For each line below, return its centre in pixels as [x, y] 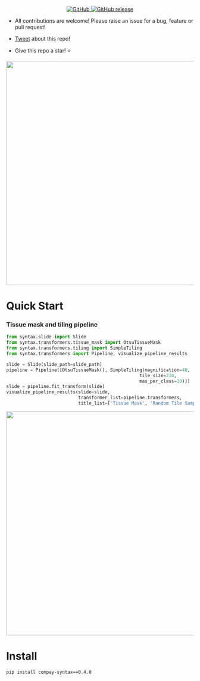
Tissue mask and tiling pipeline [52, 325]
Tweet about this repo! [42, 38]
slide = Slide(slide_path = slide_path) [54, 364]
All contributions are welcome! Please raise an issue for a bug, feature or [104, 21]
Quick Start [35, 306]
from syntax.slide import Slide [46, 337]
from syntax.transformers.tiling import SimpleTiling [74, 348]
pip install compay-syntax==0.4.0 [49, 672]
